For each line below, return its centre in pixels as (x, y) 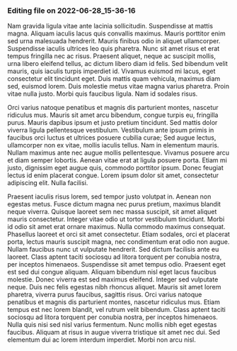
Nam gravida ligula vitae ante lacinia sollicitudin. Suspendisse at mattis (110, 26)
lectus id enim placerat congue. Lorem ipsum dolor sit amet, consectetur (113, 175)
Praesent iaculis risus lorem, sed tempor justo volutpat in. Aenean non (109, 196)
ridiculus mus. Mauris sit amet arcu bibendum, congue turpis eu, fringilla (113, 115)
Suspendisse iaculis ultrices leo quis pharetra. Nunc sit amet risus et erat (114, 49)
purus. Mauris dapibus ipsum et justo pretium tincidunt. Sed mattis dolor (112, 123)
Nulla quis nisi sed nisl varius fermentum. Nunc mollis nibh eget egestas (112, 325)
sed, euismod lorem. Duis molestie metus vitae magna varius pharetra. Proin (118, 87)
